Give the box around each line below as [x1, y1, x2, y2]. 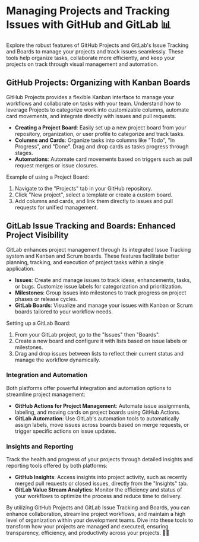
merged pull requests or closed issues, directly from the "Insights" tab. [14, 480, 188, 487]
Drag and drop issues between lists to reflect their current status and [14, 350, 184, 357]
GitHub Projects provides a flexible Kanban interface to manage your [6, 93, 174, 100]
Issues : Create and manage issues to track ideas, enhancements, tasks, [14, 276, 191, 283]
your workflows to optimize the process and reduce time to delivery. [14, 493, 182, 500]
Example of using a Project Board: [6, 173, 90, 180]
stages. [14, 149, 33, 156]
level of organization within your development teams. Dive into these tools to [6, 516, 194, 524]
